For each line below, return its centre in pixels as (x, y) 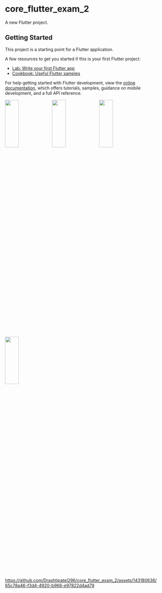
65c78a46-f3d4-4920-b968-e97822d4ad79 (50, 585)
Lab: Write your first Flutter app (43, 68)
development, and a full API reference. (43, 93)
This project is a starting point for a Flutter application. (59, 49)
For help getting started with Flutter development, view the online (70, 83)
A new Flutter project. (27, 22)
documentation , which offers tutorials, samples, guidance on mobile (73, 88)
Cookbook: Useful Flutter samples (46, 73)
